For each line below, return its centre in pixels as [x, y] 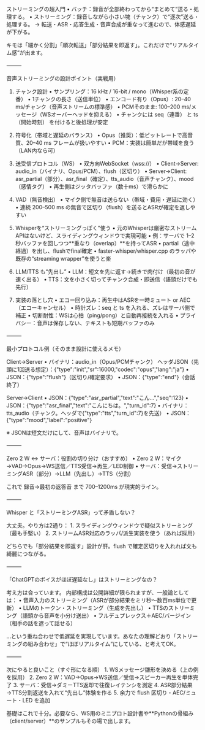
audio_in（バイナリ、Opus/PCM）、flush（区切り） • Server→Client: [101, 171]
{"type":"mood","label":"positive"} [49, 420]
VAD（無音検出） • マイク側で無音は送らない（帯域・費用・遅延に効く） [107, 199]
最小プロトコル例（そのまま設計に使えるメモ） [65, 349]
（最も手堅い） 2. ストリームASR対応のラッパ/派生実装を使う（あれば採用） [102, 533]
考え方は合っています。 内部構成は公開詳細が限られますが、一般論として [98, 593]
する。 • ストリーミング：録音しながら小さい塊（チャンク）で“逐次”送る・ [105, 17]
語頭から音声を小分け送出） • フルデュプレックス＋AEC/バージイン [107, 616]
